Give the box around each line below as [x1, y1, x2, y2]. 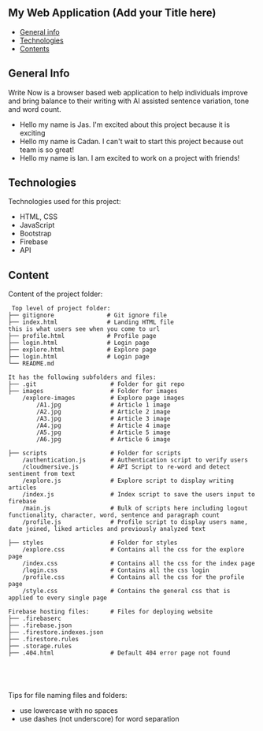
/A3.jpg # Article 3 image [36, 415, 171, 423]
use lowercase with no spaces [19, 706, 118, 715]
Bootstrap [19, 228, 52, 239]
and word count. [8, 104, 61, 113]
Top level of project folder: [11, 305, 111, 313]
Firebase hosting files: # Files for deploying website [8, 608, 213, 616]
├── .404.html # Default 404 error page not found [8, 649, 231, 657]
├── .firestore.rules [8, 636, 80, 644]
